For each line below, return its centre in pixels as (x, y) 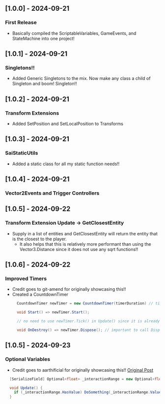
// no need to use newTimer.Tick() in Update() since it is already (88, 321)
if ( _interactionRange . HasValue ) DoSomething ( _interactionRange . (82, 392)
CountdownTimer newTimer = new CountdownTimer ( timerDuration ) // (85, 303)
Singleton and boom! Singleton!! (44, 84)
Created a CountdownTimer (40, 295)
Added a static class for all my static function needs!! (66, 164)
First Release (21, 23)
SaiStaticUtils (22, 153)
